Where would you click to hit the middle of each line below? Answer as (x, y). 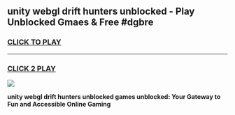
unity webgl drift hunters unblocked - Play (101, 11)
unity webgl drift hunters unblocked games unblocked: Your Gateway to (114, 96)
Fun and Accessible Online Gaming (59, 104)
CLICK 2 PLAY (31, 68)
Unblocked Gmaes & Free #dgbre (80, 23)
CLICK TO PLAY (34, 43)
